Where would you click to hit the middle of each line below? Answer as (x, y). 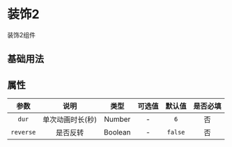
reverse (23, 132)
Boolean (117, 132)
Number (117, 119)
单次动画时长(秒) (70, 120)
